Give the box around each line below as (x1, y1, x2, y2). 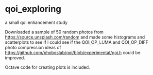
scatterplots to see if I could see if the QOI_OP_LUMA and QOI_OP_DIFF (5, 39, 149, 45)
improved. (5, 55, 25, 60)
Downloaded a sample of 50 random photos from (5, 29, 103, 35)
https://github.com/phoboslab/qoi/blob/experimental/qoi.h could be (5, 50, 141, 56)
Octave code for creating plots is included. (5, 64, 90, 70)
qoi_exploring (5, 3, 62, 15)
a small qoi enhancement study (5, 19, 68, 25)
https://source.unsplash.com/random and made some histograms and (5, 34, 145, 40)
